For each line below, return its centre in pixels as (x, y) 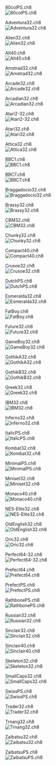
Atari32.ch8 (17, 129)
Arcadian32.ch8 (22, 99)
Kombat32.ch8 (20, 448)
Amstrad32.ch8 (21, 68)
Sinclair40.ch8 (20, 646)
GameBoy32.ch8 (22, 342)
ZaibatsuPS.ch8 (21, 752)
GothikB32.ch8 (21, 372)
